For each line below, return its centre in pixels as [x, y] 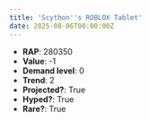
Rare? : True [44, 108]
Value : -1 [39, 61]
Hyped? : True [48, 99]
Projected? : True [54, 90]
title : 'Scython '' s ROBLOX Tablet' [76, 17]
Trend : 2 [39, 80]
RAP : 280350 [48, 51]
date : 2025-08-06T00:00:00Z [62, 26]
